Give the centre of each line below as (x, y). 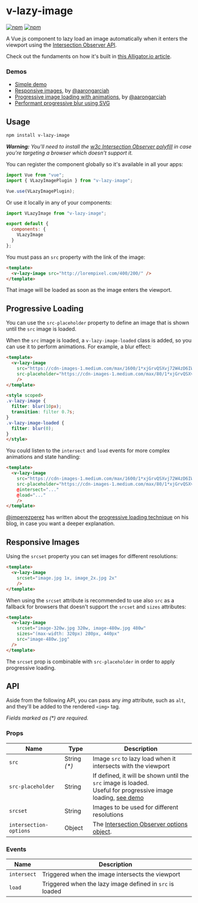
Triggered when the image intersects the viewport (111, 875)
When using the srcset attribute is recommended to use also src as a (90, 600)
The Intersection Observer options (140, 824)
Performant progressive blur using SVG (62, 103)
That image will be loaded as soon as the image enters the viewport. (89, 290)
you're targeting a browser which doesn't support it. (70, 153)
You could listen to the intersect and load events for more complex (88, 451)
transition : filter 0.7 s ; (43, 412)
